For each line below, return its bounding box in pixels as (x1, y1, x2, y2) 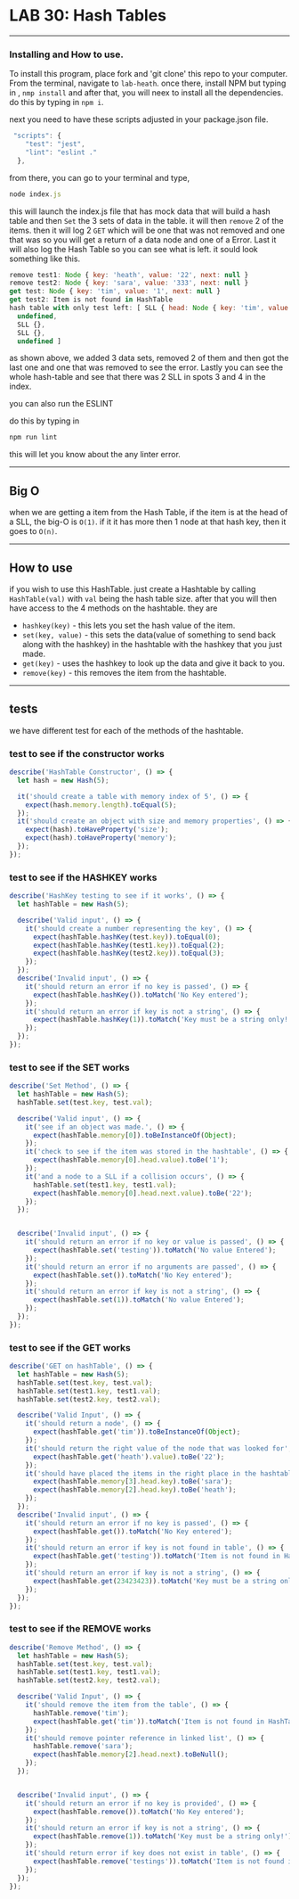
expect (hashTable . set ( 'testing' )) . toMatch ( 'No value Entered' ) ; (32, 1245, 277, 1255)
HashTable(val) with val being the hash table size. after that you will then (9, 593, 278, 604)
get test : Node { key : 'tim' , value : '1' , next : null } (9, 287, 221, 296)
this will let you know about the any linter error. (9, 449, 181, 460)
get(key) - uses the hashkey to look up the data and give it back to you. (21, 657, 286, 669)
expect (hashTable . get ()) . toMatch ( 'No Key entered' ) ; (32, 1526, 233, 1536)
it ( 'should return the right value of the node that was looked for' (25, 1443, 289, 1453)
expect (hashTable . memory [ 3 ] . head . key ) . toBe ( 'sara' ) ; (32, 1477, 233, 1486)
